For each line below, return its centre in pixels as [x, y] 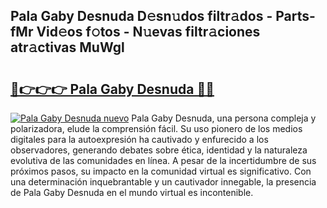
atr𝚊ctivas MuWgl [67, 47]
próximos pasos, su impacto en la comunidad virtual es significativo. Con [161, 171]
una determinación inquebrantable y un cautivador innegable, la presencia [163, 182]
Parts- [295, 16]
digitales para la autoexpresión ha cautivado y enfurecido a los [139, 139]
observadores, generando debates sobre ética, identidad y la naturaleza [159, 150]
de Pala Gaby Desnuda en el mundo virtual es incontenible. [132, 192]
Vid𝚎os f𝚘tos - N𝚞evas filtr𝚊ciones [148, 32]
